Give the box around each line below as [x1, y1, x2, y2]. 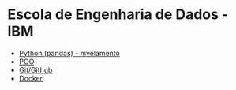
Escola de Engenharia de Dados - [7, 6, 229, 24]
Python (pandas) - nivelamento [18, 48, 120, 58]
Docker [18, 73, 43, 83]
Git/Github [18, 65, 53, 74]
